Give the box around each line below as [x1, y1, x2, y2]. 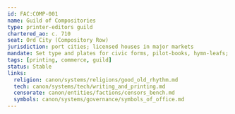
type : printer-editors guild [7, 23, 93, 30]
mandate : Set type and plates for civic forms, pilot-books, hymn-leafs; [7, 50, 229, 57]
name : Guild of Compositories [7, 17, 97, 24]
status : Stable [7, 63, 52, 70]
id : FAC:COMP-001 [7, 10, 59, 18]
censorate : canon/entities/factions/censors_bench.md [13, 89, 175, 96]
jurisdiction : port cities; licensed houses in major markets [7, 43, 194, 50]
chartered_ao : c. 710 [7, 30, 71, 38]
